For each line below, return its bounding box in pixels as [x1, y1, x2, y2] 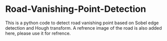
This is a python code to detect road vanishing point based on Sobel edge [5, 20, 159, 26]
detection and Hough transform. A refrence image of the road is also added [5, 25, 162, 31]
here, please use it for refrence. [5, 30, 71, 36]
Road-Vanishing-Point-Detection [5, 3, 146, 15]
